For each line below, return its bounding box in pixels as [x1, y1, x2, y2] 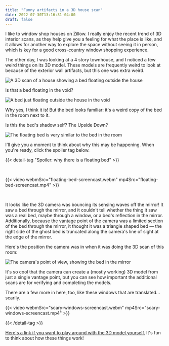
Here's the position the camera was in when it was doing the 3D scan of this [5, 244, 164, 250]
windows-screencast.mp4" [5, 310, 62, 316]
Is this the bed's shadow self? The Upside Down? [5, 122, 108, 128]
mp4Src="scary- [124, 305, 160, 311]
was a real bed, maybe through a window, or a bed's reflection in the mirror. [5, 213, 163, 219]
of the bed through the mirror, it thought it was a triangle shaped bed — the [5, 223, 162, 229]
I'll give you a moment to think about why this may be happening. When [5, 142, 154, 148]
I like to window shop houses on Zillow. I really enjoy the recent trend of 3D [5, 31, 162, 37]
